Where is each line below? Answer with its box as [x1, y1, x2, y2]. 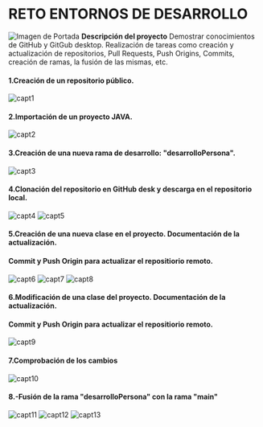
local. [8, 193, 28, 203]
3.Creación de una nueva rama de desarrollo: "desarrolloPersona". [8, 148, 236, 158]
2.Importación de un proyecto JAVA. [8, 112, 133, 121]
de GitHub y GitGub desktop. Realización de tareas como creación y [8, 39, 235, 49]
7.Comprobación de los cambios [8, 355, 118, 365]
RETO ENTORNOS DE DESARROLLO [8, 5, 249, 23]
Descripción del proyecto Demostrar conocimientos [81, 31, 255, 41]
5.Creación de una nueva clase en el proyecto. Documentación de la [8, 229, 240, 239]
